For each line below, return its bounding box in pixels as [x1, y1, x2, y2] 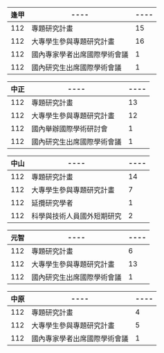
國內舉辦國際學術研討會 [31, 124, 109, 133]
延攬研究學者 [31, 198, 74, 208]
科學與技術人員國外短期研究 [31, 211, 122, 221]
